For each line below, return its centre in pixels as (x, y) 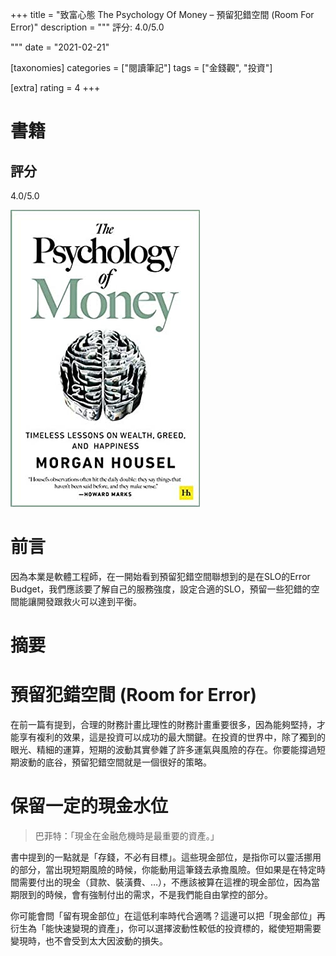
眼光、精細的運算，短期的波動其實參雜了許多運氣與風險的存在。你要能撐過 (163, 750)
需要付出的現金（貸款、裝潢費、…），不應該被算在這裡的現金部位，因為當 (169, 882)
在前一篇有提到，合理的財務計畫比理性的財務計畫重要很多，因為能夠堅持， (163, 725)
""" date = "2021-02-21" (60, 47)
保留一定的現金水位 (89, 806)
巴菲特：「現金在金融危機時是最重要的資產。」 (127, 836)
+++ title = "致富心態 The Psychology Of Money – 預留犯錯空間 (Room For (162, 14)
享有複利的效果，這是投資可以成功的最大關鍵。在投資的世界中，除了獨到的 (172, 737)
